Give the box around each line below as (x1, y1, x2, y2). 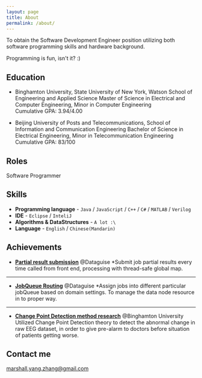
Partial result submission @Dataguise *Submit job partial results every (14, 258, 192, 266)
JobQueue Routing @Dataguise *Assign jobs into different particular (14, 282, 186, 289)
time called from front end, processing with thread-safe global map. (14, 264, 183, 272)
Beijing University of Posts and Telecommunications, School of (14, 119, 171, 127)
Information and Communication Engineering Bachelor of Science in (14, 126, 183, 133)
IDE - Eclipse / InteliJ (14, 212, 72, 219)
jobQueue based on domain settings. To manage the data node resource (14, 288, 195, 296)
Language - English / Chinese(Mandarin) (14, 225, 116, 232)
